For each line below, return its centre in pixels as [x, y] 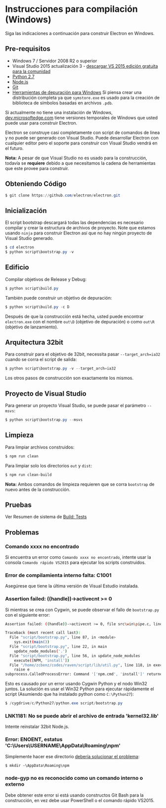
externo [15, 784]
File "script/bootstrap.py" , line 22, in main [58, 647]
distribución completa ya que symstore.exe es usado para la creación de [86, 97]
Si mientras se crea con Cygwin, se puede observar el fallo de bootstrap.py [82, 610]
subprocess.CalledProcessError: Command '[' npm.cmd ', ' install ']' [75, 674]
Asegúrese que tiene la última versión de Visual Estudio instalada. [72, 586]
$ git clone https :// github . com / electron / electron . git [63, 195]
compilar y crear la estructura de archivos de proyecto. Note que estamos [80, 228]
